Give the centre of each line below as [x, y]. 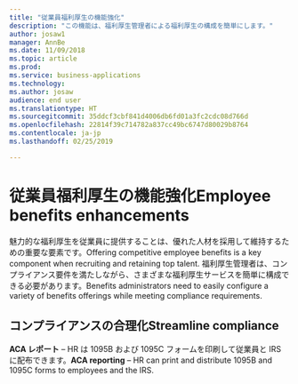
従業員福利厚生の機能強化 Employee [140, 196]
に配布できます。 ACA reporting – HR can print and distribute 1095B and [141, 360]
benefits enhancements [99, 215]
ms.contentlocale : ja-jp [55, 133]
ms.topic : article [43, 59]
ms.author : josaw [41, 92]
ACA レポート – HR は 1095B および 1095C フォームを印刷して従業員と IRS [145, 348]
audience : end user [45, 100]
